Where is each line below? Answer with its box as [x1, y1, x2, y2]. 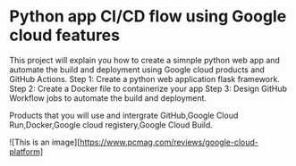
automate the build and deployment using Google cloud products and [9, 64, 266, 75]
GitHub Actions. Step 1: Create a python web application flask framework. [9, 73, 280, 84]
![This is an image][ [9, 137, 80, 147]
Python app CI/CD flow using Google [9, 6, 287, 27]
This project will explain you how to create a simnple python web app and [9, 54, 280, 65]
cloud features [9, 25, 121, 46]
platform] [9, 145, 44, 157]
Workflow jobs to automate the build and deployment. [9, 92, 207, 104]
